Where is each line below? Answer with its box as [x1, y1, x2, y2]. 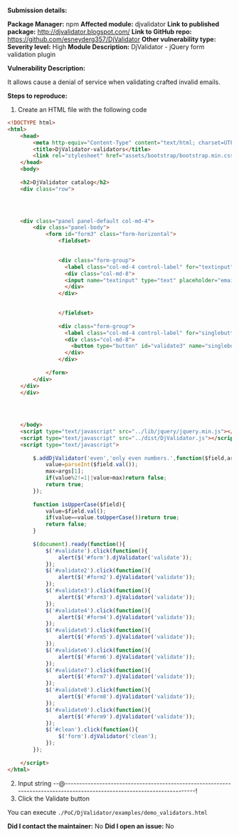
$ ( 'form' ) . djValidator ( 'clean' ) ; [58, 733, 158, 740]
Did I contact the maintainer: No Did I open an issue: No [7, 821, 174, 830]
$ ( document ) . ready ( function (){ [33, 540, 126, 548]
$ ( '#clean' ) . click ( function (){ [45, 726, 139, 734]
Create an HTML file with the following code [17, 106, 147, 113]
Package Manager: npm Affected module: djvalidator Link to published [7, 20, 220, 28]
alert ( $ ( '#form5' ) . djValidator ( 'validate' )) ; [58, 634, 196, 641]
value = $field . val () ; [45, 508, 107, 515]
